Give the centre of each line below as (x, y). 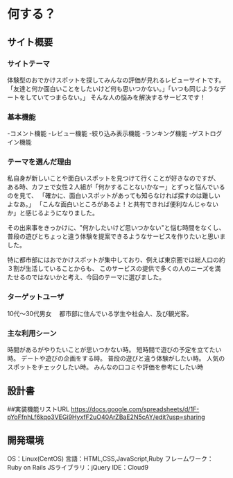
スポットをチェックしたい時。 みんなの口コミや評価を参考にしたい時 (105, 367)
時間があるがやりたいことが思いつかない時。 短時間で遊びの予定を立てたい (114, 350)
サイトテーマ (29, 63)
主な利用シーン (32, 333)
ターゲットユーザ (36, 297)
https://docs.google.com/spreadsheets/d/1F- (135, 409)
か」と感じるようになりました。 (53, 213)
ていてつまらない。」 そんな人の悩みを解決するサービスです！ (118, 97)
